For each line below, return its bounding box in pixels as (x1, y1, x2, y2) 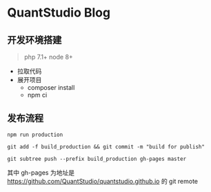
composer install (27, 84, 75, 91)
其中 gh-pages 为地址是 (7, 168, 74, 177)
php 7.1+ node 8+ (23, 53, 74, 61)
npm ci (27, 91, 48, 99)
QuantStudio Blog (7, 5, 111, 21)
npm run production (7, 131, 63, 138)
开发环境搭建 (7, 34, 62, 46)
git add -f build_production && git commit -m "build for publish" (7, 143, 205, 150)
